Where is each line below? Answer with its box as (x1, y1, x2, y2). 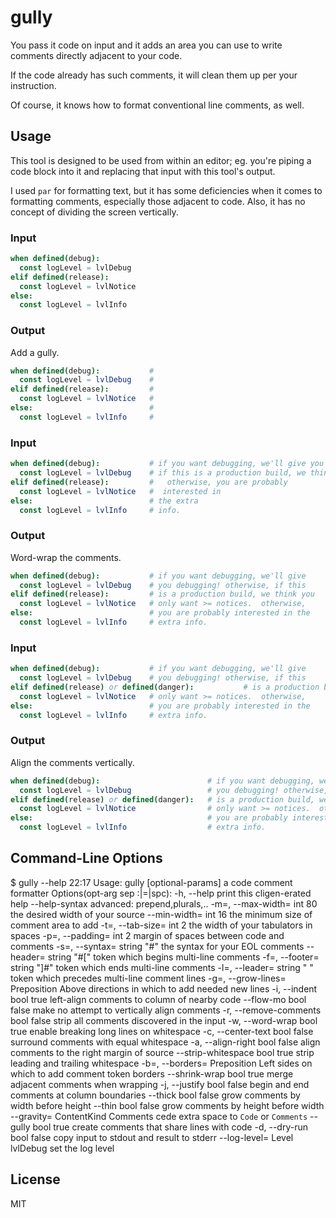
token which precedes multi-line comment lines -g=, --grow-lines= (10, 972, 287, 984)
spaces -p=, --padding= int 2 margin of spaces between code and (10, 929, 285, 941)
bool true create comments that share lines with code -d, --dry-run (32, 1121, 308, 1133)
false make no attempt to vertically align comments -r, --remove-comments (10, 1004, 322, 1016)
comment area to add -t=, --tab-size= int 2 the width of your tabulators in (10, 919, 313, 931)
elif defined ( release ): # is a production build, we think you (10, 589, 315, 600)
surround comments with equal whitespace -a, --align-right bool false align (10, 1036, 321, 1048)
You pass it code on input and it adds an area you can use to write (10, 39, 283, 51)
